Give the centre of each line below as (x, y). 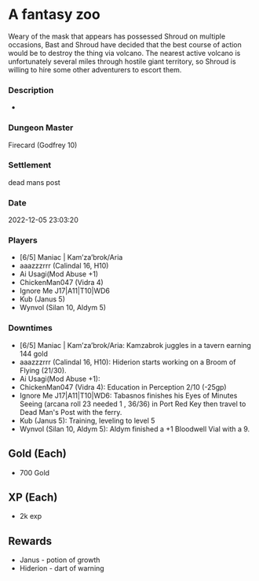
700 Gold (34, 472)
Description (31, 90)
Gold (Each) (37, 454)
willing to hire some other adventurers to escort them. (95, 69)
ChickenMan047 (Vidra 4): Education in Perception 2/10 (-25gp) (123, 387)
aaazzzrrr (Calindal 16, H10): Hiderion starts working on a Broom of (128, 362)
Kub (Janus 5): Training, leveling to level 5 (87, 420)
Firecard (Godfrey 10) (43, 145)
